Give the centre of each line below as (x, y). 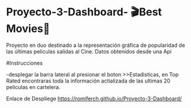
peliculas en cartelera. (33, 87)
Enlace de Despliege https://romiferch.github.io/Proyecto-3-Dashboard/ (94, 99)
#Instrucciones (25, 63)
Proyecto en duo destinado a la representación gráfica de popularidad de (96, 45)
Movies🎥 (28, 29)
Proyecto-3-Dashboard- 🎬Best (84, 12)
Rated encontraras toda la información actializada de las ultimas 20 (88, 81)
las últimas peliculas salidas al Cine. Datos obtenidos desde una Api (89, 51)
